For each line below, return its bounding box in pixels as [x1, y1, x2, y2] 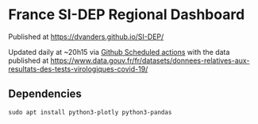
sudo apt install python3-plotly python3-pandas [8, 108, 172, 116]
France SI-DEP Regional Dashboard [8, 6, 245, 24]
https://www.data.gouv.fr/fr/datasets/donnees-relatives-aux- [50, 56, 250, 65]
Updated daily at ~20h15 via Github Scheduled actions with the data [8, 47, 230, 56]
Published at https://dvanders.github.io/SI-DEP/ [8, 32, 164, 41]
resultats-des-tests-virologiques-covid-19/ [8, 64, 148, 73]
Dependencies [8, 87, 82, 101]
